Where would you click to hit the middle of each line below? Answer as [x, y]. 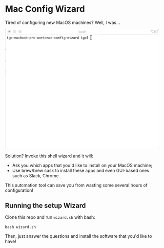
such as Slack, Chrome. [36, 176]
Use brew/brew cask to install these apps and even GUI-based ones [81, 170]
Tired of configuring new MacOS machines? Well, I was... [63, 22]
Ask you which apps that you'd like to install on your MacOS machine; [82, 165]
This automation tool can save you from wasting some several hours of [76, 185]
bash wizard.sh [20, 227]
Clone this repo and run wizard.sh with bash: [50, 217]
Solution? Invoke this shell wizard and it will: [49, 156]
